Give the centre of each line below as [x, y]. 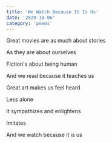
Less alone [20, 99]
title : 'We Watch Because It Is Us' [52, 12]
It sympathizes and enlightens [44, 111]
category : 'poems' [29, 23]
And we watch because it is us [44, 135]
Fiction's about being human [42, 64]
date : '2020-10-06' [31, 18]
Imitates [16, 123]
